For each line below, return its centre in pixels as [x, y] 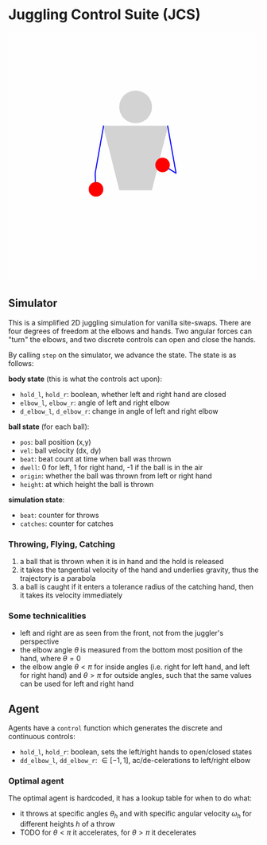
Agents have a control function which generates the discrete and [115, 728]
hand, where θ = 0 [50, 659]
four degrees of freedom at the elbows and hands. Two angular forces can [130, 331]
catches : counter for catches [66, 524]
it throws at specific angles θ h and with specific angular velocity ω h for [135, 815]
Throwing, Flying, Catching [62, 544]
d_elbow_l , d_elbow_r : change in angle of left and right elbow [119, 411]
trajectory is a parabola [58, 578]
